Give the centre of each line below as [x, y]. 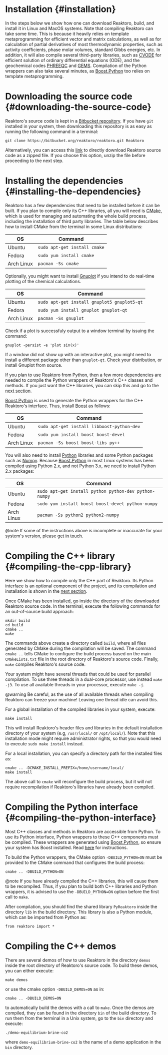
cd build [14, 625]
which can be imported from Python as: [46, 917]
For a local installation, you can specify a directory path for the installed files [84, 753]
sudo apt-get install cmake [71, 247]
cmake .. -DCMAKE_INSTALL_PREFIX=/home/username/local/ [64, 768]
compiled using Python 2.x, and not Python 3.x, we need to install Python [80, 466]
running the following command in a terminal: [52, 132]
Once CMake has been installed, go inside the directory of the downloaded [82, 601]
